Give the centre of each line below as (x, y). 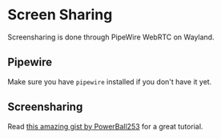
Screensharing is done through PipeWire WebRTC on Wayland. (111, 37)
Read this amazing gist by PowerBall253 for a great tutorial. (105, 126)
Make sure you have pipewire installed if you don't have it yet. (110, 81)
